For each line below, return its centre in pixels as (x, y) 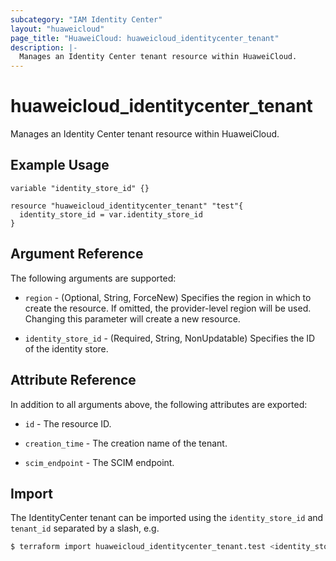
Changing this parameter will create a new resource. (132, 318)
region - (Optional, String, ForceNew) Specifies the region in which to (168, 297)
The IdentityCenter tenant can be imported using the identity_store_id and (167, 518)
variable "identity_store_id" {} (80, 188)
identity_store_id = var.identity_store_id (111, 214)
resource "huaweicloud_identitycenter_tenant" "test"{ (127, 206)
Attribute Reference (73, 380)
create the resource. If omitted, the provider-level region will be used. (168, 308)
